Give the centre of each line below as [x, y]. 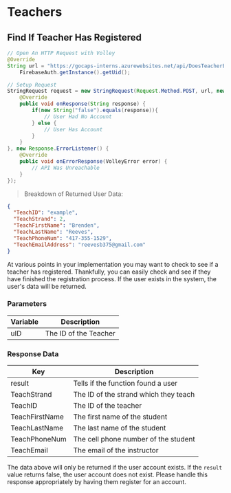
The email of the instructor [116, 450]
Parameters [27, 304]
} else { [44, 123]
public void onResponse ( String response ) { [83, 104]
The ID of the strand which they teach [134, 395]
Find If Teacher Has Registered [75, 37]
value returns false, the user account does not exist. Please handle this [108, 474]
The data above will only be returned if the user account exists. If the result [114, 468]
